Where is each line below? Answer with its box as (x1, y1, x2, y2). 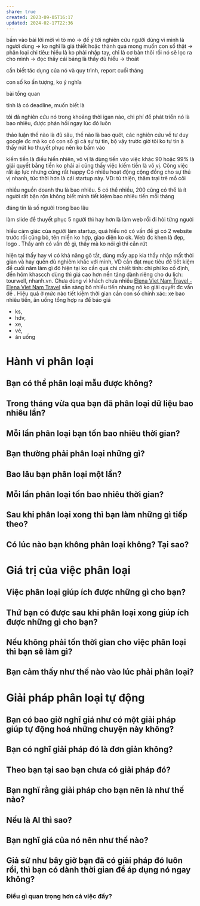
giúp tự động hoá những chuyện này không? (6, 724, 174, 734)
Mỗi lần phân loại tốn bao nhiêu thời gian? (6, 489, 164, 499)
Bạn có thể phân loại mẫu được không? (6, 378, 153, 388)
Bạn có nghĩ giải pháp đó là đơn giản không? (6, 744, 173, 755)
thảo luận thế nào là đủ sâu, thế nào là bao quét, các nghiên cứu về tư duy (6, 131, 189, 138)
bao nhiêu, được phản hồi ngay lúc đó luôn (6, 120, 112, 127)
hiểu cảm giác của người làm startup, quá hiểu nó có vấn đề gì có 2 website (6, 228, 192, 235)
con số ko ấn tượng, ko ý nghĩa (6, 78, 82, 86)
